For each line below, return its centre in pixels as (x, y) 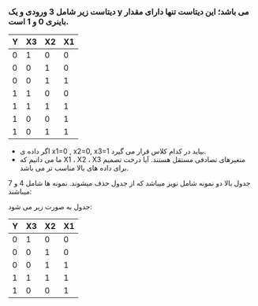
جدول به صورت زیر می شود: (50, 207)
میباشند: (20, 192)
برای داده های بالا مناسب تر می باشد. (74, 168)
